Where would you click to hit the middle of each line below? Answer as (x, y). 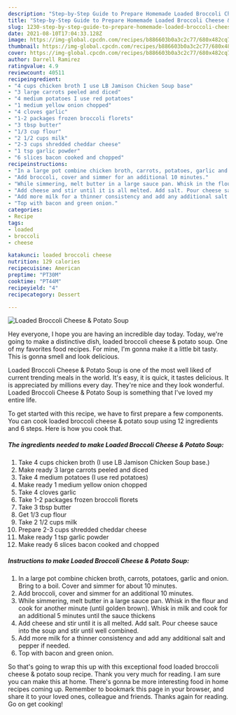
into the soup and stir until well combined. (78, 631)
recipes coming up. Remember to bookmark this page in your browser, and (116, 689)
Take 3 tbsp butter (45, 508)
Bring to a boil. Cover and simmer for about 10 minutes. (98, 586)
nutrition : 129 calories (44, 262)
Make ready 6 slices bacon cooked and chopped (89, 545)
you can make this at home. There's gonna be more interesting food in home (118, 682)
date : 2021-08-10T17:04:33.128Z (55, 33)
